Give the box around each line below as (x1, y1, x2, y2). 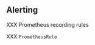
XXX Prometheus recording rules (6, 21, 89, 28)
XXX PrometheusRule (6, 33, 57, 40)
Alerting (6, 5, 38, 15)
